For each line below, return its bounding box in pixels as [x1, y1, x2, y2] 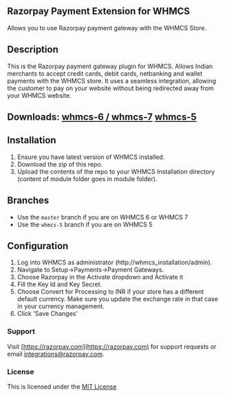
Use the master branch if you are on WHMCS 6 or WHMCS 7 [17, 213, 189, 221]
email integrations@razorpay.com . [7, 350, 105, 358]
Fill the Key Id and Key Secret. [17, 280, 103, 288]
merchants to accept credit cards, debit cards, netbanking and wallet [7, 69, 203, 78]
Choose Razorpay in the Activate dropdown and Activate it [17, 273, 184, 281]
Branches [7, 195, 50, 206]
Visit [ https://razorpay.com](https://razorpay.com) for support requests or [7, 342, 217, 350]
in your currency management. [17, 302, 105, 310]
